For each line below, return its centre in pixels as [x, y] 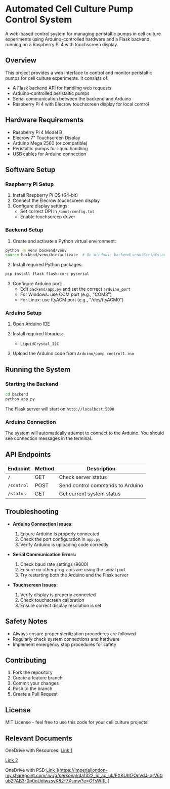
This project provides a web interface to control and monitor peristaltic [79, 73]
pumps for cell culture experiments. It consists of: [57, 78]
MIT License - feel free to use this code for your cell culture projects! [77, 722]
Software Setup [30, 170]
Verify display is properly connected [58, 595]
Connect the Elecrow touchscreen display [56, 200]
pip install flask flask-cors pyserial [47, 274]
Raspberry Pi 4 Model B [37, 132]
